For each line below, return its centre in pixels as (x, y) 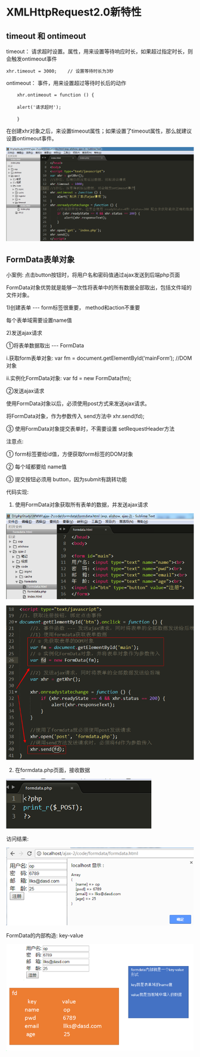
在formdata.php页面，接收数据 (52, 770)
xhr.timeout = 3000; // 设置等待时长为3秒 (60, 71)
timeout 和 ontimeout (46, 36)
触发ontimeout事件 (34, 59)
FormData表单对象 (40, 259)
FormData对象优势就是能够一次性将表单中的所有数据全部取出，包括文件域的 (99, 288)
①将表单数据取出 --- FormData (45, 346)
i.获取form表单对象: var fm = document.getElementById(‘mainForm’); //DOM (99, 358)
